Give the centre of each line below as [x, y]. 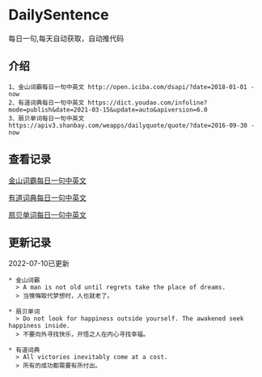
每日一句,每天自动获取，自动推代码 [66, 38]
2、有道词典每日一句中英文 [46, 103]
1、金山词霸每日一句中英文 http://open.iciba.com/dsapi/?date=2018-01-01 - [131, 87]
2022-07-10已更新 [39, 264]
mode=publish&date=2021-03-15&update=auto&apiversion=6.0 [108, 110]
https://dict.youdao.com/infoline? [148, 103]
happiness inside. [39, 326]
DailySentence [59, 15]
